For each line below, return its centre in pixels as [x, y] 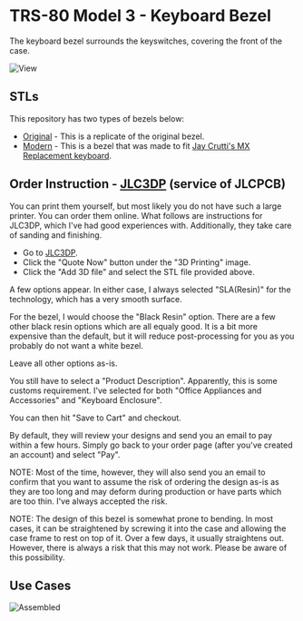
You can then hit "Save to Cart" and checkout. [95, 418]
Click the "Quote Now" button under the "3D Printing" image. [137, 262]
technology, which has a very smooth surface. [96, 299]
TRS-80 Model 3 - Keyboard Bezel [141, 16]
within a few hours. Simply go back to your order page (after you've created [151, 445]
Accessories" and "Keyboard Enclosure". [86, 399]
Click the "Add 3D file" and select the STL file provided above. [139, 271]
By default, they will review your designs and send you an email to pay [141, 435]
